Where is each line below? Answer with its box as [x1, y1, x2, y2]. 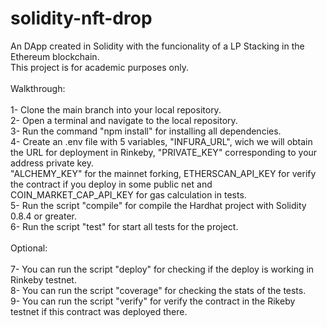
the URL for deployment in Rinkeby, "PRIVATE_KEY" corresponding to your [10, 146, 318, 158]
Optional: [10, 242, 48, 254]
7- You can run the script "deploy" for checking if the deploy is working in [10, 263, 315, 275]
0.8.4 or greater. [10, 210, 77, 222]
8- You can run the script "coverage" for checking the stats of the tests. [10, 284, 307, 296]
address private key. [10, 157, 95, 169]
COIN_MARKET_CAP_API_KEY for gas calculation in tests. [10, 188, 247, 201]
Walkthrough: [10, 82, 66, 94]
